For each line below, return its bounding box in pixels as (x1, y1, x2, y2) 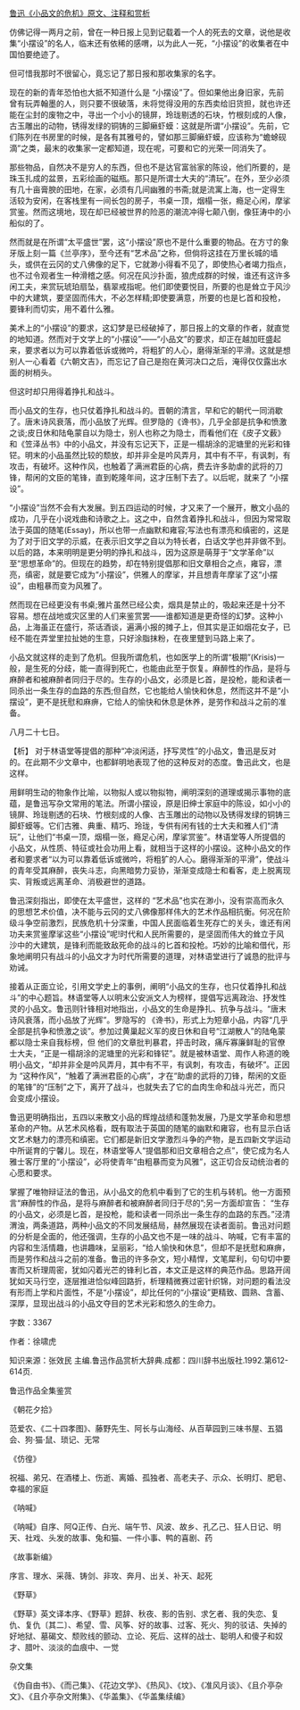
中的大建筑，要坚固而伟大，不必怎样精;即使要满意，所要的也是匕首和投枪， (9, 293, 286, 303)
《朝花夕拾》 (9, 1405, 56, 1414)
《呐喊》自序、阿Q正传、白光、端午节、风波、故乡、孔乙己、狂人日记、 (9, 1522, 274, 1531)
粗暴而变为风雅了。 (36, 580, 107, 591)
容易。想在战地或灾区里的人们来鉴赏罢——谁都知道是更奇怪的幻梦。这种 (9, 611, 275, 621)
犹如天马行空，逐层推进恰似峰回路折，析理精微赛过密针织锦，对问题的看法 (9, 1276, 283, 1286)
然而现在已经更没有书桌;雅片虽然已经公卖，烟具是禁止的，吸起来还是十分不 (9, 599, 286, 610)
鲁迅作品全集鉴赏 (9, 1385, 72, 1396)
